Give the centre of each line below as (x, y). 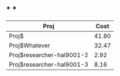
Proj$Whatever (30, 45)
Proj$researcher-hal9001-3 (49, 64)
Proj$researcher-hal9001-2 (49, 55)
